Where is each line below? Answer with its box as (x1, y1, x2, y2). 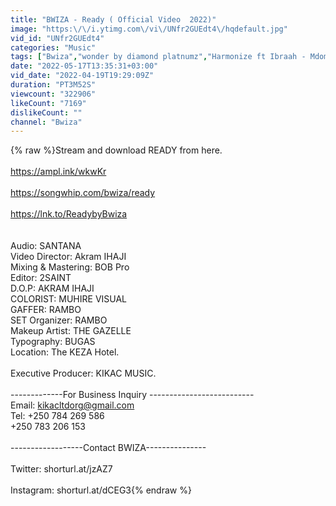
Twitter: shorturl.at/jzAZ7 (10, 463, 113, 475)
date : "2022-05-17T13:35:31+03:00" (10, 61, 159, 71)
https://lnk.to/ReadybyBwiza (10, 208, 128, 220)
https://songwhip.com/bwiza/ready (10, 187, 156, 199)
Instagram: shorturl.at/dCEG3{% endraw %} (10, 484, 192, 496)
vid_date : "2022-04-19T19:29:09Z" (10, 71, 155, 81)
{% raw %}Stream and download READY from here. (10, 144, 223, 156)
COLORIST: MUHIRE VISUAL (10, 293, 128, 305)
